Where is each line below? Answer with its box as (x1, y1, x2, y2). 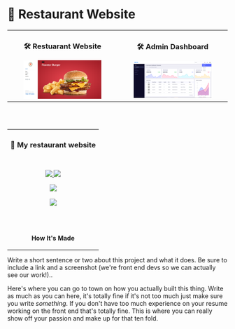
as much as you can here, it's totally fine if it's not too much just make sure (7, 291, 223, 300)
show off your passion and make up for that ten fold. (7, 314, 159, 322)
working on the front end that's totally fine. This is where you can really (7, 307, 213, 315)
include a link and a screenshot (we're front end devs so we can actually (7, 263, 216, 271)
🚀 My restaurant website (10, 140, 97, 150)
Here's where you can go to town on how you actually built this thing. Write (7, 284, 224, 293)
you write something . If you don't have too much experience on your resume (7, 299, 228, 307)
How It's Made (31, 234, 75, 243)
